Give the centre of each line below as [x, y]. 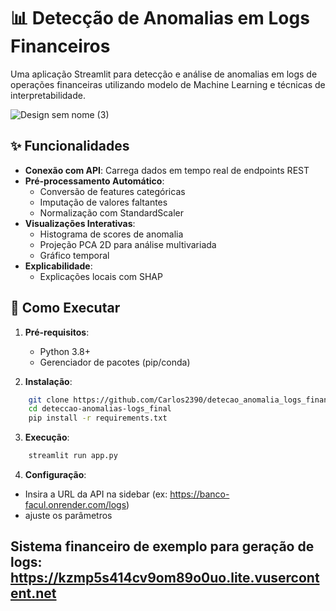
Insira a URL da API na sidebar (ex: [96, 494]
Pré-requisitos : [57, 332]
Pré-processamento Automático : [94, 181]
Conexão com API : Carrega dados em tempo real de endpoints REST [167, 170]
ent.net [33, 593]
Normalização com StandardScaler [112, 212]
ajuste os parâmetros [68, 516]
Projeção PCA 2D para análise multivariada [128, 244]
